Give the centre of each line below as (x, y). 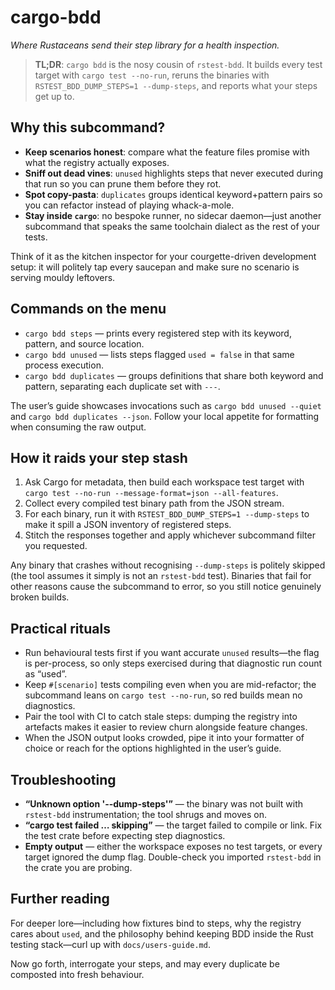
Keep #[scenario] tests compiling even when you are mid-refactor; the (170, 685)
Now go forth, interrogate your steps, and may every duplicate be (145, 963)
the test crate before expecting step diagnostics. (125, 835)
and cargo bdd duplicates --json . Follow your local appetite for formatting (165, 416)
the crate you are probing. (78, 867)
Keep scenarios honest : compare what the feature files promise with (167, 152)
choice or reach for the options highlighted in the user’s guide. (153, 748)
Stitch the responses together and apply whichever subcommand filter (170, 535)
